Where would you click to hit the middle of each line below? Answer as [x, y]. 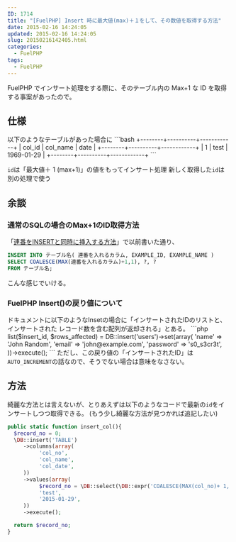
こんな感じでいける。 [38, 283]
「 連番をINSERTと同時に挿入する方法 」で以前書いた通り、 [93, 242]
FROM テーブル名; [30, 268]
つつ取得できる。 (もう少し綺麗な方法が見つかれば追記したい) [128, 413]
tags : [15, 60]
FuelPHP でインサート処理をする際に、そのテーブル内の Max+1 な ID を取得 [117, 88]
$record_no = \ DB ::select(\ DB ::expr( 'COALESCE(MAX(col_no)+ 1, [134, 486]
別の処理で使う [29, 179]
